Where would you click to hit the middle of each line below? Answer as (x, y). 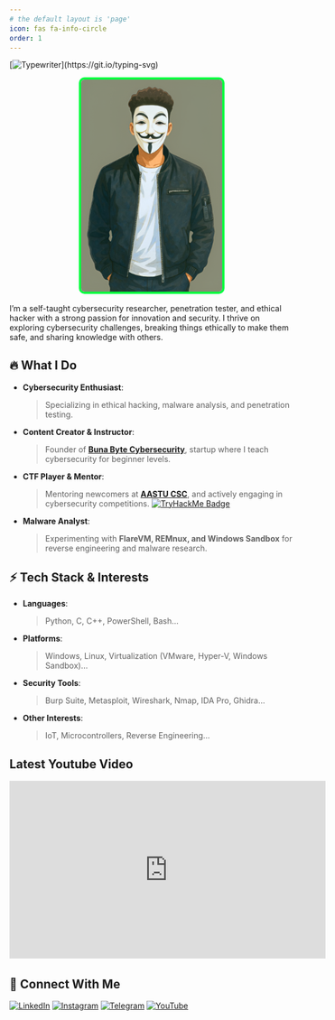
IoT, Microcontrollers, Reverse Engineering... (127, 736)
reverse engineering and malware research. (126, 548)
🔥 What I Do (43, 366)
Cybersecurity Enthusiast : (73, 387)
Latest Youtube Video (71, 764)
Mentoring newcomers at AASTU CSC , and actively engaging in (163, 494)
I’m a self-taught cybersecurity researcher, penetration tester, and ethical (145, 308)
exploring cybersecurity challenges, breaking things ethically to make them (149, 327)
